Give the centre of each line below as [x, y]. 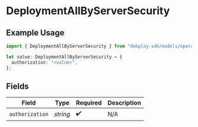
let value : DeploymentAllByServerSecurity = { [64, 57]
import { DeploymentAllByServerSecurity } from [66, 46]
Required [89, 103]
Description [124, 103]
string [62, 114]
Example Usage [35, 33]
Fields [18, 86]
